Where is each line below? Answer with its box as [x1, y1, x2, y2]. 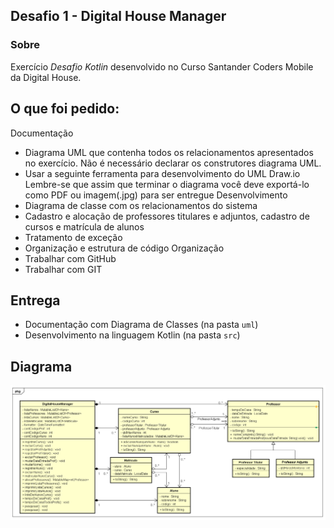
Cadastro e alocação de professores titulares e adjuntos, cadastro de [24, 210, 310, 222]
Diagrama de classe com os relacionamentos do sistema [24, 199, 258, 211]
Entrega [10, 292, 61, 309]
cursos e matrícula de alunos [24, 220, 145, 233]
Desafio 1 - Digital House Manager [10, 8, 227, 25]
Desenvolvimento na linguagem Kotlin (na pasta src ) [24, 329, 241, 341]
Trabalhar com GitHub [24, 252, 117, 264]
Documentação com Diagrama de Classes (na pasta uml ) [24, 319, 259, 331]
